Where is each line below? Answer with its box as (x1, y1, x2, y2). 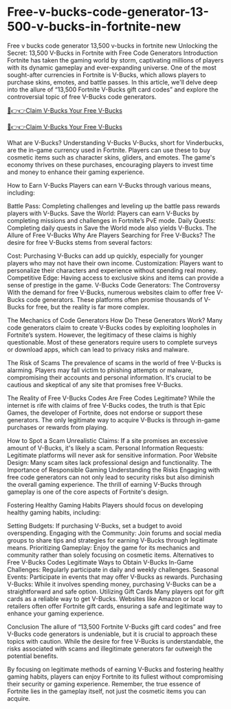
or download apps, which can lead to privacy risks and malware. (7, 345, 190, 353)
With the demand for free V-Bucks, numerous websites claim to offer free (7, 288, 215, 296)
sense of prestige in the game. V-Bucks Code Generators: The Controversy (7, 281, 221, 289)
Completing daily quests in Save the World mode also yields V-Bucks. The (7, 223, 217, 232)
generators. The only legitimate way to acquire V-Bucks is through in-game (7, 415, 221, 424)
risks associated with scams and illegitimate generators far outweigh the (7, 644, 212, 653)
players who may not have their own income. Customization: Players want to (7, 259, 223, 267)
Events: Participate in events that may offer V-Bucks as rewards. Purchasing (7, 572, 223, 581)
